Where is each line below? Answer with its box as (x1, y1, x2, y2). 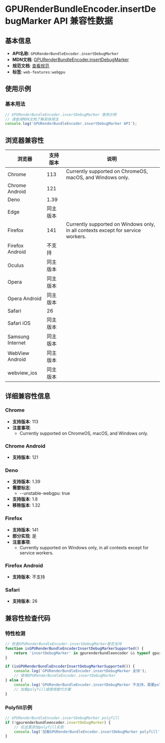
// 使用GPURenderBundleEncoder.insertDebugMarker (14, 673, 116, 678)
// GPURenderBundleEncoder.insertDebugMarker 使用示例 (5, 112, 117, 117)
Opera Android (7, 295, 42, 302)
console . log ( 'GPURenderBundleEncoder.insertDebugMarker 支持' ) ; (14, 669, 147, 674)
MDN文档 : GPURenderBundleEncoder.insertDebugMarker (12, 57, 129, 62)
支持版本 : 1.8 (12, 496, 38, 502)
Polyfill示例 (5, 704, 32, 711)
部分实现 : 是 (12, 533, 37, 539)
